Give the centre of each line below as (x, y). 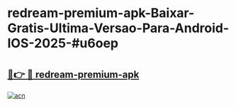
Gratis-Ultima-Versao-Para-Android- (118, 28)
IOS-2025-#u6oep (63, 43)
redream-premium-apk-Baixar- (101, 13)
